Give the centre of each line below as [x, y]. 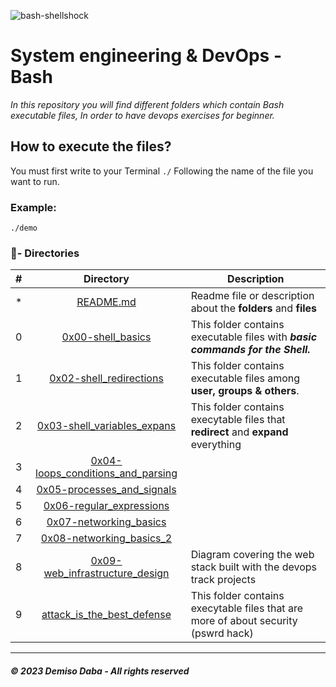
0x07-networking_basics [106, 522]
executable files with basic [254, 337]
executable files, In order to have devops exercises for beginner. [142, 115]
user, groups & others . [245, 391]
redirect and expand [239, 432]
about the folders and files [254, 308]
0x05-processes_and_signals [106, 490]
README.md [106, 302]
